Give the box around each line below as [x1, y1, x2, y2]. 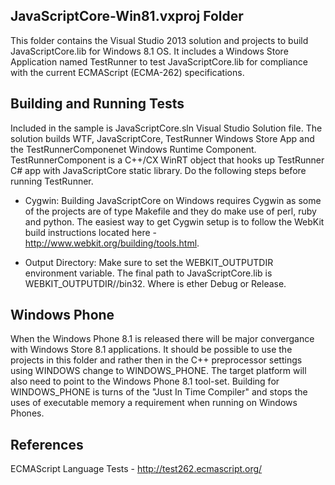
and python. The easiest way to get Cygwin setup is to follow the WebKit [24, 215, 325, 228]
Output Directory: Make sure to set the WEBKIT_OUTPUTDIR [24, 256, 274, 268]
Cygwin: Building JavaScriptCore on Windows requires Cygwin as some [24, 194, 322, 206]
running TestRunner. [10, 175, 94, 187]
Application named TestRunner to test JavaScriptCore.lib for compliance [10, 55, 308, 68]
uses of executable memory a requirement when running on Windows [10, 397, 298, 409]
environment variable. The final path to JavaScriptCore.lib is [24, 267, 273, 279]
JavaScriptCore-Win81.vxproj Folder [10, 8, 244, 25]
